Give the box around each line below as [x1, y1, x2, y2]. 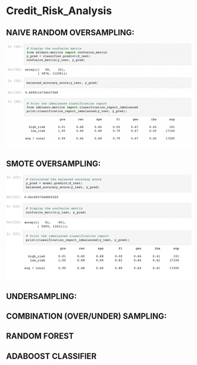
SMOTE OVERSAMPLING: [6, 159, 101, 169]
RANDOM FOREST [6, 331, 75, 341]
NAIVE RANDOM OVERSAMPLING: [6, 28, 135, 38]
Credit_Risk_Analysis [6, 4, 112, 18]
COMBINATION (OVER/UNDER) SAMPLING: [6, 312, 167, 322]
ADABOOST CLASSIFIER [6, 351, 97, 361]
